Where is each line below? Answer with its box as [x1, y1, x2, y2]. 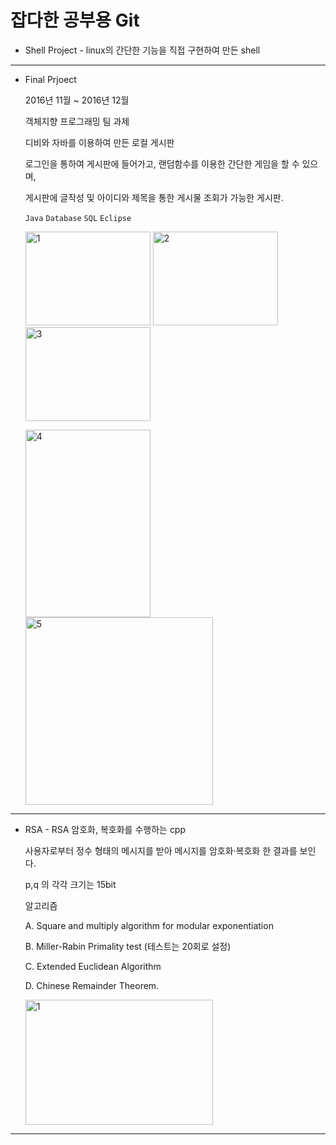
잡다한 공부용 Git [10, 9, 140, 32]
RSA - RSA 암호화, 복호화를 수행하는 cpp [24, 823, 187, 835]
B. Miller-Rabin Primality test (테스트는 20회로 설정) [24, 940, 232, 952]
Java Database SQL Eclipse [24, 213, 132, 223]
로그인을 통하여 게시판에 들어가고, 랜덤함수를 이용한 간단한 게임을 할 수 [24, 157, 300, 170]
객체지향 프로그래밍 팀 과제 [24, 115, 130, 127]
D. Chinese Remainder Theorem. [24, 979, 160, 991]
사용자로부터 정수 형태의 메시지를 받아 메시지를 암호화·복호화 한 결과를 [24, 844, 298, 856]
